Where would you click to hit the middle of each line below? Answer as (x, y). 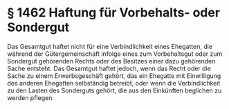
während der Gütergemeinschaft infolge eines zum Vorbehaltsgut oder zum (115, 54)
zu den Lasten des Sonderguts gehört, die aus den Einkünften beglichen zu (114, 90)
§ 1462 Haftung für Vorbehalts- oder (113, 13)
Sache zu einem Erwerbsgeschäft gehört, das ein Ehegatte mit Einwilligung (114, 76)
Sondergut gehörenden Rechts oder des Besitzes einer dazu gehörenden (111, 61)
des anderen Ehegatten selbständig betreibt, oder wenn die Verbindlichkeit (114, 83)
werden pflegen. (30, 97)
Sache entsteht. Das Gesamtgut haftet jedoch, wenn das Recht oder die (109, 68)
